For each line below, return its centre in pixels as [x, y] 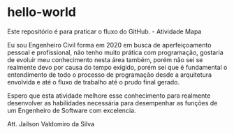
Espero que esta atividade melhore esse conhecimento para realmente [109, 96]
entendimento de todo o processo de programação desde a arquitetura [109, 75]
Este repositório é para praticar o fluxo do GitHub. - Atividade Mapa [104, 31]
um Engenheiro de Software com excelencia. [72, 110]
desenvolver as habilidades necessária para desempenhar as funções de [112, 103]
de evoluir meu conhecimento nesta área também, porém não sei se [105, 59]
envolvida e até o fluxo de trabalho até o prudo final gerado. [94, 82]
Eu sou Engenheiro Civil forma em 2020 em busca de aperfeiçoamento [109, 45]
